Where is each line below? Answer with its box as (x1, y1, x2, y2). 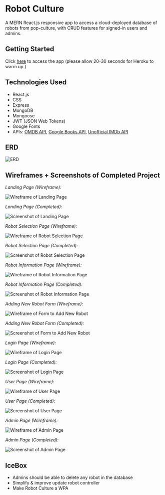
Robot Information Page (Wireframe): (5, 262, 82, 268)
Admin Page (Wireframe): (5, 417, 58, 424)
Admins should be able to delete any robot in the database (12, 474, 133, 480)
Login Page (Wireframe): (5, 340, 56, 346)
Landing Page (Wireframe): (5, 184, 61, 191)
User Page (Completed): (5, 398, 55, 404)
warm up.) (5, 63, 26, 69)
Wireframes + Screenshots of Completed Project (5, 171, 160, 180)
